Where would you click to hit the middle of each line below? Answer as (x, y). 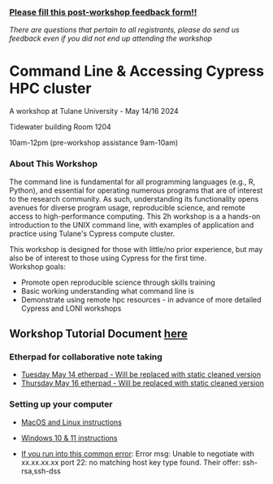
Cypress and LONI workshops (71, 308)
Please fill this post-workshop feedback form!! (103, 12)
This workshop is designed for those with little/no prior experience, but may (136, 249)
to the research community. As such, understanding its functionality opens (134, 198)
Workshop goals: (38, 266)
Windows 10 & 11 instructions (69, 438)
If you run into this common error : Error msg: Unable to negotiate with (138, 453)
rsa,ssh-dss (41, 471)
